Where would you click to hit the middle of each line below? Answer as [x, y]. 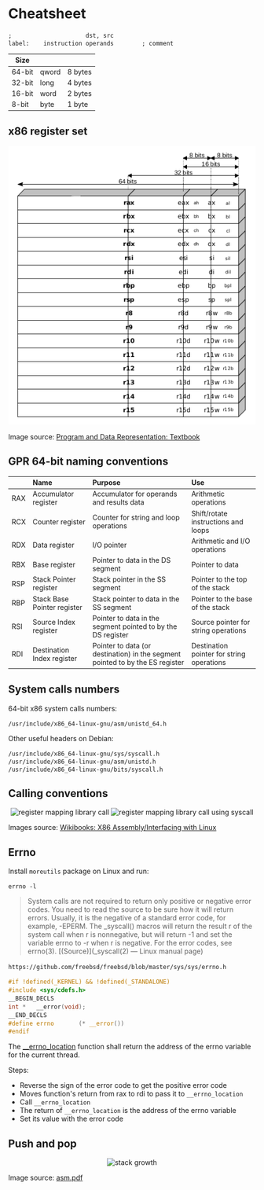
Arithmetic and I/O [221, 541]
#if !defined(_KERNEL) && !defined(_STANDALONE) [89, 982]
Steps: [18, 1071]
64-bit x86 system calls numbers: [63, 708]
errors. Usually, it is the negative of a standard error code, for [126, 918]
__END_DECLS [27, 1015]
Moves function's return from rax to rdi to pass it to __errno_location [131, 1094]
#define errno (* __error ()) [66, 1023]
